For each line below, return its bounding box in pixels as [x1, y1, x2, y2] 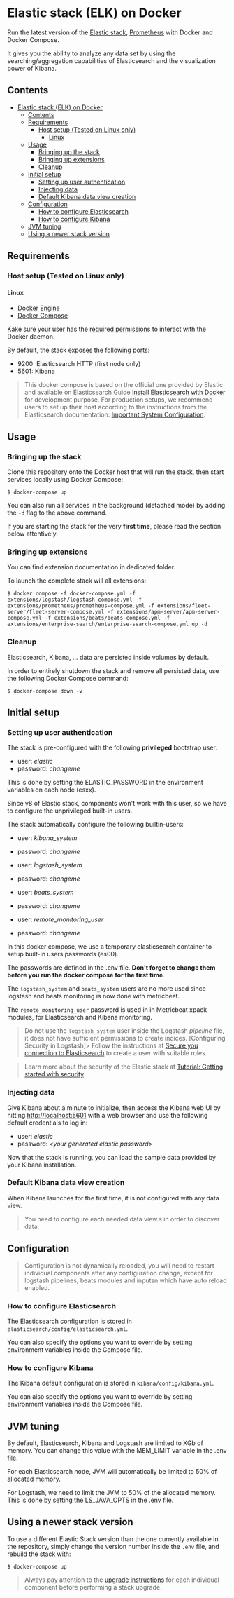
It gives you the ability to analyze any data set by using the [7, 49, 176, 57]
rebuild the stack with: [7, 1550, 71, 1558]
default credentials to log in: [7, 1118, 88, 1127]
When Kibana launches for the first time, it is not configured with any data [7, 1193, 220, 1202]
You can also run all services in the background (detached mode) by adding [7, 501, 226, 509]
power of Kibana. [7, 64, 57, 72]
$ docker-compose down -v [7, 687, 82, 695]
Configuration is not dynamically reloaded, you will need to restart [24, 1261, 214, 1270]
